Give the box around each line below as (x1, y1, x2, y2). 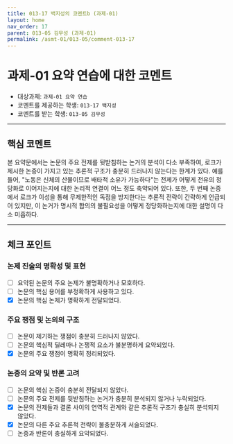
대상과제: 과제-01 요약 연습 (17, 92, 88, 101)
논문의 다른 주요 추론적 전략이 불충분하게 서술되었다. (17, 420, 158, 429)
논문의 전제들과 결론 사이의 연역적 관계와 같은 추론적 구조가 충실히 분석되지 (17, 403, 220, 411)
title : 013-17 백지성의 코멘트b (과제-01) (7, 10, 119, 17)
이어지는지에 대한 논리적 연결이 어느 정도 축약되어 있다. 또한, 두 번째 (25, 184, 209, 192)
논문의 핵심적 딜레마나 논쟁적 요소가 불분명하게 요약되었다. (17, 341, 175, 349)
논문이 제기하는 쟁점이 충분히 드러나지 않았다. (17, 332, 140, 341)
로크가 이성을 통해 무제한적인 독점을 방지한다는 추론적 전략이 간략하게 (19, 192, 207, 201)
